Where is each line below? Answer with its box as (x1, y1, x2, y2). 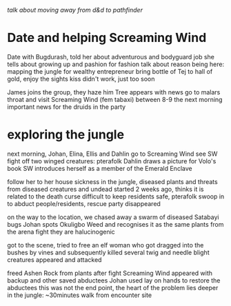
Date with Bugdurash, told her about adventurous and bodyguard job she (7, 52, 215, 61)
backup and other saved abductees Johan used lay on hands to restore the (7, 276, 221, 285)
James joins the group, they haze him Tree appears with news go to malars (7, 88, 221, 96)
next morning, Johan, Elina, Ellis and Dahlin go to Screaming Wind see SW (7, 150, 218, 158)
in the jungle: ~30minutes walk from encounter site (7, 291, 152, 299)
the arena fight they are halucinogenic (7, 227, 115, 236)
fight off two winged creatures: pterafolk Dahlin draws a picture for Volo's (7, 156, 217, 165)
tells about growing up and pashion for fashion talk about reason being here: (7, 60, 225, 68)
